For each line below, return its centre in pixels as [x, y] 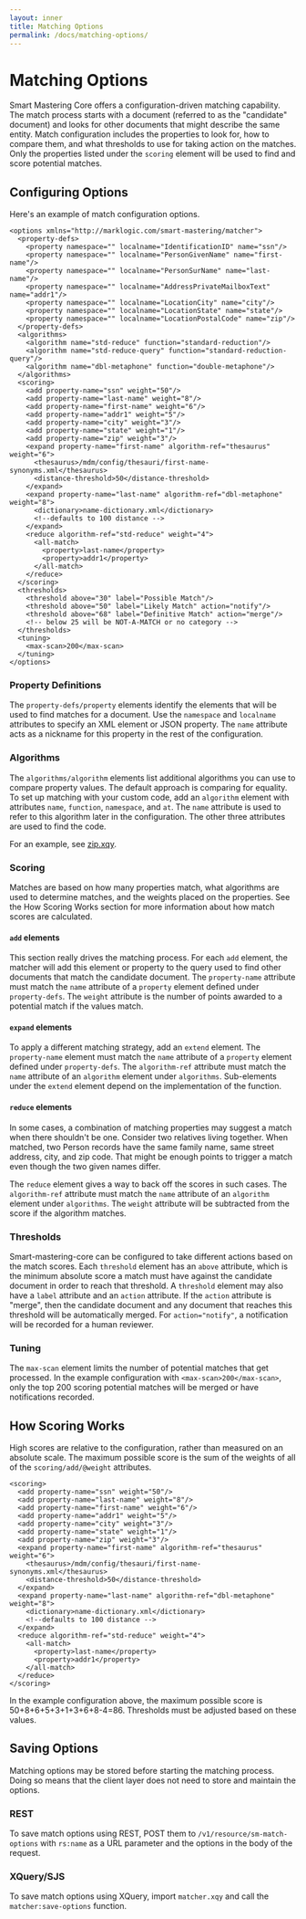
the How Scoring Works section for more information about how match [142, 907]
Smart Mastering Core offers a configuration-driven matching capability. [145, 105]
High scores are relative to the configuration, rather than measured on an [147, 1448]
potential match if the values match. [76, 1006]
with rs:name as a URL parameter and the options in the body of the [167, 1843]
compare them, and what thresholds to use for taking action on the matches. [153, 144]
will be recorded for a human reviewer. [82, 1324]
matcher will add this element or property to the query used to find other [145, 968]
